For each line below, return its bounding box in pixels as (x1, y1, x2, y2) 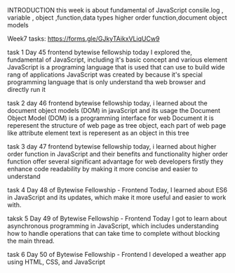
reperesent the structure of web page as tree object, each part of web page (7, 121, 227, 129)
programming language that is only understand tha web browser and (7, 78, 206, 86)
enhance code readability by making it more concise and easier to (7, 165, 199, 173)
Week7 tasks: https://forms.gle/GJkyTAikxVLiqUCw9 (7, 34, 160, 43)
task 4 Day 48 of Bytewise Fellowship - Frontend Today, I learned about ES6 (7, 186, 228, 194)
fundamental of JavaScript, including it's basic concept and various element (7, 55, 228, 64)
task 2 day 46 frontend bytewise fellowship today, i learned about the (7, 99, 208, 107)
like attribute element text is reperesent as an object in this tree (7, 129, 189, 137)
